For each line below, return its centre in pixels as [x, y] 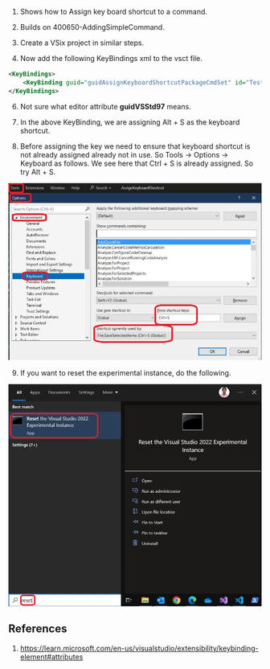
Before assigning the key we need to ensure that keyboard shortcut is [135, 146]
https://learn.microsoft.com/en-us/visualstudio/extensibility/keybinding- [139, 648]
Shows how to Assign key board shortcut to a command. [113, 12]
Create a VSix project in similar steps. [82, 43]
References [38, 629]
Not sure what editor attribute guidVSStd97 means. [105, 106]
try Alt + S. [38, 171]
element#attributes [51, 657]
